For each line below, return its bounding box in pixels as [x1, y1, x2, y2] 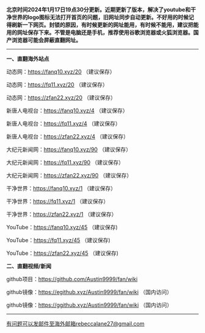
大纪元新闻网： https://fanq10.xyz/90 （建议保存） [6, 146, 132, 153]
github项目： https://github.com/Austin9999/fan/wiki [6, 276, 138, 282]
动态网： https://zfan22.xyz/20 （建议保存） [6, 94, 117, 101]
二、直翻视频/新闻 [6, 262, 52, 270]
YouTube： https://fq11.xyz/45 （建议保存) [6, 237, 111, 243]
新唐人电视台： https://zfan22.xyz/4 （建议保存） [6, 133, 129, 140]
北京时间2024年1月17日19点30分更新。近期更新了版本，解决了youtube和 [6, 6, 191, 13]
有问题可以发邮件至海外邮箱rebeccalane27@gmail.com [6, 320, 145, 327]
